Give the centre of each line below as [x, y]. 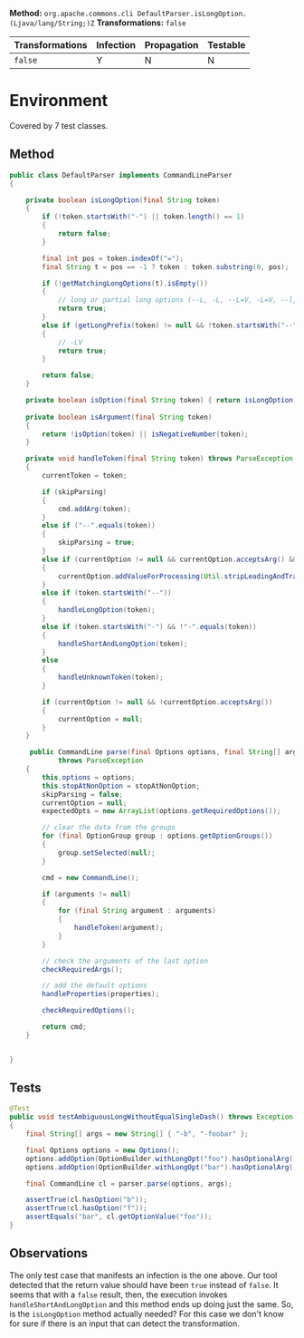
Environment [59, 101]
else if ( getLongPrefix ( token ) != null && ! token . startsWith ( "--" [170, 325]
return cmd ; [65, 1027]
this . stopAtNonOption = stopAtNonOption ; [121, 786]
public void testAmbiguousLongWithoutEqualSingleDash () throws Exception [152, 1117]
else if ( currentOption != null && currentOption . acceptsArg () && [170, 559]
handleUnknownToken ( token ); [111, 678]
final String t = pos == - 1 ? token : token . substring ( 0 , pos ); [166, 267]
